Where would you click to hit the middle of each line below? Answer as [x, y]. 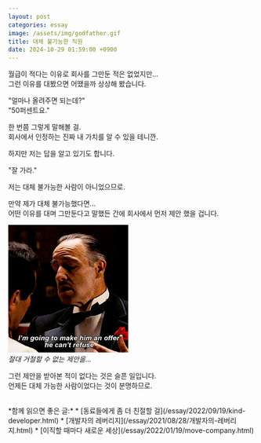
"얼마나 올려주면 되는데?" [47, 101]
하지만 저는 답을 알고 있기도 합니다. [62, 154]
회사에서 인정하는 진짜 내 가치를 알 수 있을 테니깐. [83, 137]
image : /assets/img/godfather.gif [65, 33]
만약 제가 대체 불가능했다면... [52, 203]
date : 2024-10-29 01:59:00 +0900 [63, 50]
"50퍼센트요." [29, 111]
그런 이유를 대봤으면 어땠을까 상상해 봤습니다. [77, 84]
